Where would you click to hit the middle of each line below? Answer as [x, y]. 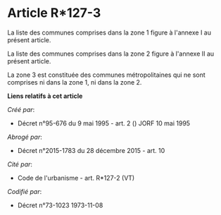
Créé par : [21, 109]
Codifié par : [25, 191]
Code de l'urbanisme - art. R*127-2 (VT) [76, 178]
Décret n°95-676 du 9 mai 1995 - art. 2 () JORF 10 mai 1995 [104, 123]
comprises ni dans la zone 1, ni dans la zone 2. [75, 82]
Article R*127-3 [54, 13]
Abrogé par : [25, 137]
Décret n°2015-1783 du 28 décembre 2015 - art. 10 [91, 150]
